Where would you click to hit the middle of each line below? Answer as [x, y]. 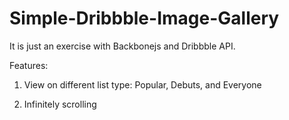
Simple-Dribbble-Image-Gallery [144, 18]
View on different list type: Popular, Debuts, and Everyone [142, 84]
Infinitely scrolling [60, 104]
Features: [29, 65]
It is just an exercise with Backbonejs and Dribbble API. [122, 46]
